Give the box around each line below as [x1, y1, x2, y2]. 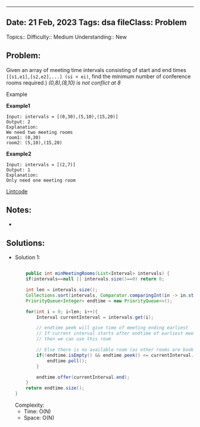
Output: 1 [6, 167, 31, 173]
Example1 [6, 102, 31, 109]
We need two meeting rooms [6, 129, 73, 135]
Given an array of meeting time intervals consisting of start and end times [6, 66, 186, 73]
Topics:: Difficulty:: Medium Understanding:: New [6, 33, 127, 40]
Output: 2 [6, 119, 31, 125]
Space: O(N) [23, 414, 55, 421]
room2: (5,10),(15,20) [6, 139, 62, 146]
